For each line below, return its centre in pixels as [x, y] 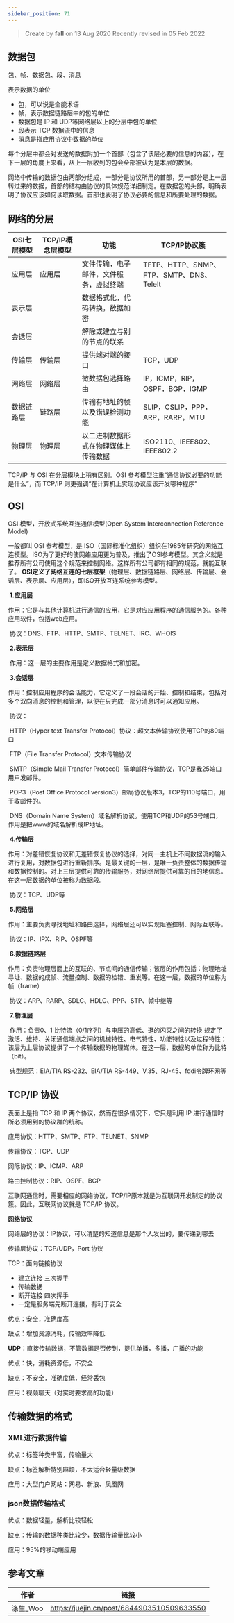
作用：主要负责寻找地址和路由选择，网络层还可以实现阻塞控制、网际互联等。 [117, 924]
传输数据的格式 [40, 1416]
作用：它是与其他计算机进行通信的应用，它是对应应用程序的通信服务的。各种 [117, 610]
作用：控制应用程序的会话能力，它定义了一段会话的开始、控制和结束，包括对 [117, 692]
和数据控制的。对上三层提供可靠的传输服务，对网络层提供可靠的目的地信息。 [117, 872]
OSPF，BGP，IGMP [175, 389]
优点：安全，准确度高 [38, 1318]
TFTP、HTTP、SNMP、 [182, 265]
